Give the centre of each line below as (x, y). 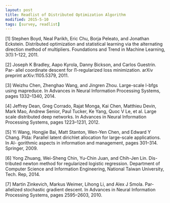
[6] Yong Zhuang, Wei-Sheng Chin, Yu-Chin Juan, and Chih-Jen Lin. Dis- (81, 158)
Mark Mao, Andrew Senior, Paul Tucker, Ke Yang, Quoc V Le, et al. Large (81, 111)
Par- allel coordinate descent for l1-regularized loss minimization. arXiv (79, 70)
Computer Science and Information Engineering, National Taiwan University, (85, 169)
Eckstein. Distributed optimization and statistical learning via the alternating (84, 44)
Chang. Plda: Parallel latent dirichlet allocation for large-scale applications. (83, 137)
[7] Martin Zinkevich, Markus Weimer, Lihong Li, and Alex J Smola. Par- (80, 184)
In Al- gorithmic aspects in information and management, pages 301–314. (82, 143)
